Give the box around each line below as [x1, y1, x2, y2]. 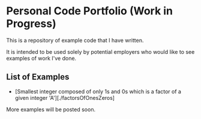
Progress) [6, 17, 57, 30]
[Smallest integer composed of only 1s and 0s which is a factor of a [14, 88, 182, 95]
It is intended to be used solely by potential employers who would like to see [6, 48, 195, 55]
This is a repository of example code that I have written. [6, 36, 144, 44]
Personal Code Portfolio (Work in [6, 4, 173, 18]
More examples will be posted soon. [6, 106, 96, 113]
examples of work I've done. [6, 54, 77, 62]
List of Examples [6, 72, 70, 82]
